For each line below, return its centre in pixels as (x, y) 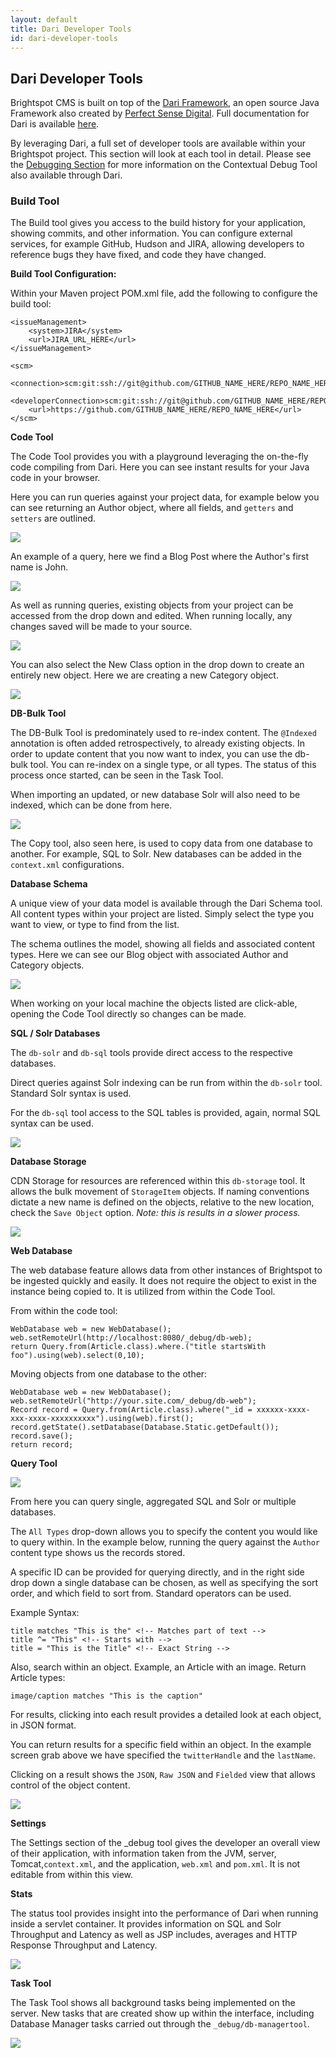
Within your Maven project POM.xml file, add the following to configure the (164, 293)
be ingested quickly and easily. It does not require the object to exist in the (163, 1281)
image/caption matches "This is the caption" (106, 1696)
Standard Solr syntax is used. (71, 1093)
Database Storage (48, 1162)
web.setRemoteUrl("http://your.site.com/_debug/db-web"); (133, 1401)
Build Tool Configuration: (63, 274)
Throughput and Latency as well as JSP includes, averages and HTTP (154, 1935)
